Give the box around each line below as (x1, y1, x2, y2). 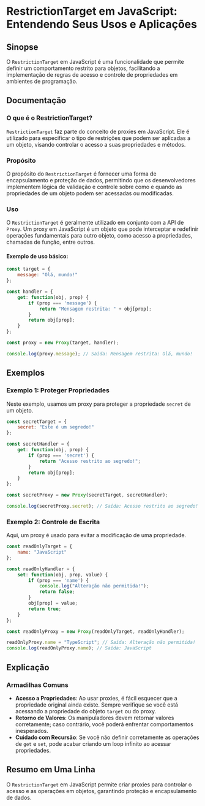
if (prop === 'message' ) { (28, 300, 97, 306)
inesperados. (15, 727, 49, 734)
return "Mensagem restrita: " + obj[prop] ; (39, 306, 152, 312)
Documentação (6, 95, 66, 106)
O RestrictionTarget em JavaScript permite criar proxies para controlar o (6, 781, 192, 788)
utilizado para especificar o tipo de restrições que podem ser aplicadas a (6, 134, 191, 142)
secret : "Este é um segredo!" (17, 424, 95, 430)
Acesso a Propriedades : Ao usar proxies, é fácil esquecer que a (15, 694, 177, 702)
